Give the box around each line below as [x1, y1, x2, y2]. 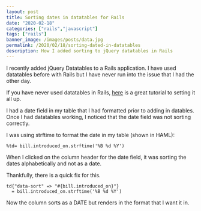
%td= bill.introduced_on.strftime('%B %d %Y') [6, 142, 125, 149]
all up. [6, 95, 22, 102]
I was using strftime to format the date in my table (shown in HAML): [6, 131, 175, 138]
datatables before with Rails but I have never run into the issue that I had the [6, 70, 194, 78]
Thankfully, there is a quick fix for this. [6, 171, 101, 179]
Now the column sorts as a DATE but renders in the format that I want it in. [6, 199, 190, 206]
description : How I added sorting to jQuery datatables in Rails [6, 48, 173, 54]
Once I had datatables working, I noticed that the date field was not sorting [6, 113, 191, 120]
